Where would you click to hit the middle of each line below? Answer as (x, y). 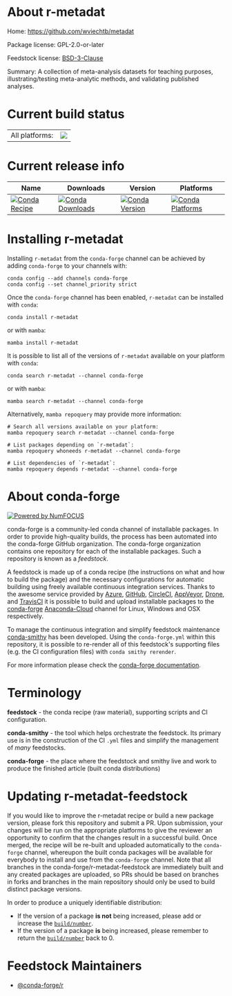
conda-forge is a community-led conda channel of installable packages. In (113, 529)
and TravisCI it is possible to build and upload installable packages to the (111, 601)
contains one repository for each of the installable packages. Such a (104, 551)
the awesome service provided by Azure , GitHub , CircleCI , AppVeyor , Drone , (116, 594)
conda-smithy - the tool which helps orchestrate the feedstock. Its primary (114, 733)
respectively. (25, 616)
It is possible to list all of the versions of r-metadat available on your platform (116, 355)
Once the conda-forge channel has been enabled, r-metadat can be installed (115, 297)
